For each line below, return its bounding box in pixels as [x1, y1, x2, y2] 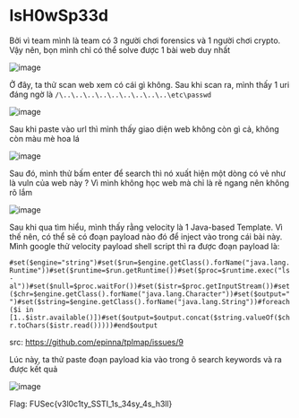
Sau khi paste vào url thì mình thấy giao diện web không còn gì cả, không [9, 123, 279, 135]
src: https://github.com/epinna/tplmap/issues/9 [9, 336, 184, 347]
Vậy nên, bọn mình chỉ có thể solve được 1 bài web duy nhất [9, 44, 231, 55]
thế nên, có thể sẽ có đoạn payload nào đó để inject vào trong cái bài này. [9, 231, 283, 242]
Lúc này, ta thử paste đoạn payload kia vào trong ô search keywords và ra [9, 353, 282, 364]
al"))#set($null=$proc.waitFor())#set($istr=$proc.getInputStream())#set [9, 282, 291, 291]
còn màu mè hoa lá [9, 133, 81, 144]
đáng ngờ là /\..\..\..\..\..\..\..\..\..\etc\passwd [9, 89, 212, 100]
